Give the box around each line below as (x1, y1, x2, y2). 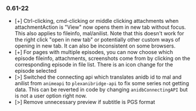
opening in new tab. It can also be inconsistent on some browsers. (14, 42, 176, 49)
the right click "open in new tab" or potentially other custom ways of (14, 36, 181, 43)
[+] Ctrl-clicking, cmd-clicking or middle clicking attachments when (14, 18, 179, 25)
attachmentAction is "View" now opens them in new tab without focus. (14, 23, 187, 31)
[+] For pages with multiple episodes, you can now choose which (14, 49, 174, 56)
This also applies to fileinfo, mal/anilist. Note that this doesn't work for (14, 30, 184, 37)
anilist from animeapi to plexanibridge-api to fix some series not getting (14, 80, 190, 87)
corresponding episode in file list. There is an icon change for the (14, 61, 174, 68)
